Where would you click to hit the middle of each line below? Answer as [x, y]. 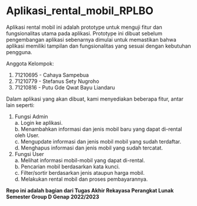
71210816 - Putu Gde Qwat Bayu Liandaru [65, 87]
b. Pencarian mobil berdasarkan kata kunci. [67, 167]
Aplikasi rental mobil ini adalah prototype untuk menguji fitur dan [84, 27]
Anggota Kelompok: [30, 64]
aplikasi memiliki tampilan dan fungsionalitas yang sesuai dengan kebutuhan [98, 46]
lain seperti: [20, 105]
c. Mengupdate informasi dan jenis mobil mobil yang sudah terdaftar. [98, 141]
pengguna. [19, 52]
